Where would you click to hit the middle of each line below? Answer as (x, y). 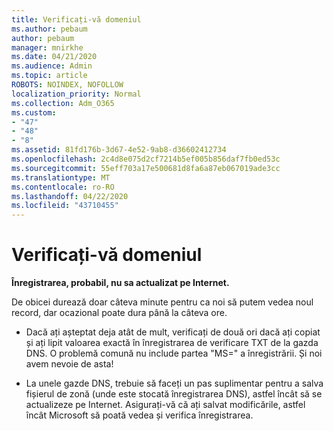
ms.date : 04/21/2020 (54, 57)
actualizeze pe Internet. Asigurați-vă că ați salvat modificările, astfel (165, 405)
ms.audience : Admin (52, 66)
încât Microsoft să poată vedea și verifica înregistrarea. (139, 415)
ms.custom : (34, 112)
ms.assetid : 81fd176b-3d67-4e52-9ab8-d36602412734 (119, 150)
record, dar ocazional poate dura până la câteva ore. (119, 313)
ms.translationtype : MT (61, 177)
